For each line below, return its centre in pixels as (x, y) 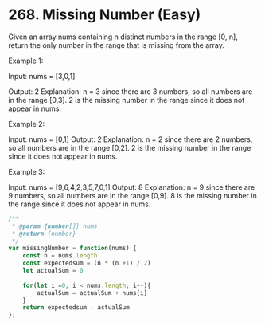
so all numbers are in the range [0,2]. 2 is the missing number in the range (130, 147)
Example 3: (27, 171)
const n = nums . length (60, 256)
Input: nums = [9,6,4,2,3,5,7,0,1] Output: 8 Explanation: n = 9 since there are (132, 187)
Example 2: (27, 124)
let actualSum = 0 (53, 271)
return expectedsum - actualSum (76, 308)
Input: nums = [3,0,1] (42, 76)
